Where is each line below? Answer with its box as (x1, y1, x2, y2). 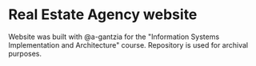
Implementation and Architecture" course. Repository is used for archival (8, 40, 249, 49)
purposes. (8, 49, 42, 58)
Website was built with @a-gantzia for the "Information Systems (8, 32, 220, 41)
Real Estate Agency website (8, 6, 198, 24)
